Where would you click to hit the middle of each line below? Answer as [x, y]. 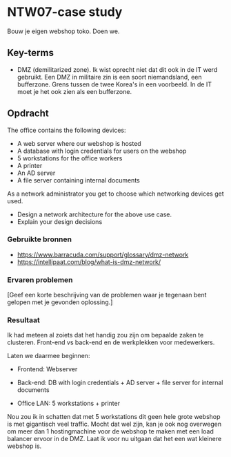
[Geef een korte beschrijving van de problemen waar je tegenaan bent [107, 295]
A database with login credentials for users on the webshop [102, 151]
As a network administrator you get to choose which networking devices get [115, 194]
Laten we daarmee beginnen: [49, 356]
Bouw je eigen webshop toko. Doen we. [63, 31]
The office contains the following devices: [67, 130]
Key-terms [30, 53]
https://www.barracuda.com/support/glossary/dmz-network [103, 254]
